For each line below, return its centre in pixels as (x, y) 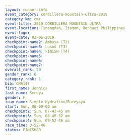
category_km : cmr (23, 19)
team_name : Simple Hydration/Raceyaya (45, 102)
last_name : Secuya (24, 93)
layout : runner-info (27, 10)
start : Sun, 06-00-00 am (31, 107)
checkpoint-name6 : (24, 61)
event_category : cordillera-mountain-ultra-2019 (56, 14)
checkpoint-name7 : (24, 65)
